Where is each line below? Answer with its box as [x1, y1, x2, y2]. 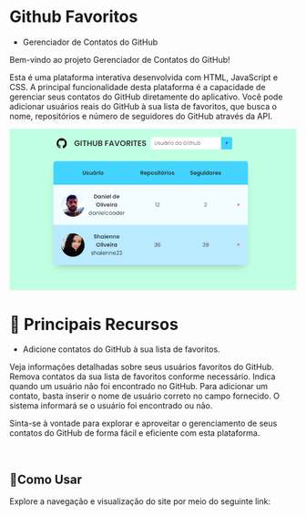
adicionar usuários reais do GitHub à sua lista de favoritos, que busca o [9, 100, 278, 111]
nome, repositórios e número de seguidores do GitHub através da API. [9, 110, 273, 121]
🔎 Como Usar [9, 471, 83, 487]
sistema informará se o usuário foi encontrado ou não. [9, 400, 213, 411]
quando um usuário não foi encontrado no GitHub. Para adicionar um [9, 381, 269, 392]
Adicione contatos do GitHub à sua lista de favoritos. [22, 344, 220, 355]
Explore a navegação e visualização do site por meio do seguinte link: [9, 496, 271, 507]
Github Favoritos [9, 6, 138, 27]
